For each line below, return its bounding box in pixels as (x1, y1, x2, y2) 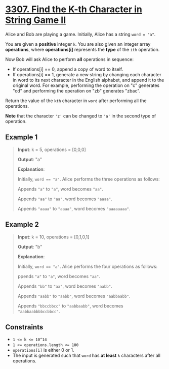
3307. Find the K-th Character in (5, 4, 143, 15)
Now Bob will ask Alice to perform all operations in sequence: (5, 56, 134, 62)
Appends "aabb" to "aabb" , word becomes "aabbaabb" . (17, 293, 131, 299)
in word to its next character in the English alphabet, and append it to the (12, 77, 164, 83)
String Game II (5, 14, 66, 26)
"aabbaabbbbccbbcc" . (17, 308, 60, 314)
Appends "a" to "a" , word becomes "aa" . (17, 186, 104, 192)
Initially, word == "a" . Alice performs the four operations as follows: (17, 263, 158, 269)
